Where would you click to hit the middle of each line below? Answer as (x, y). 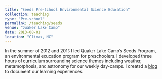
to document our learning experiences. (44, 71)
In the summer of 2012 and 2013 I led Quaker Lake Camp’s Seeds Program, (81, 50)
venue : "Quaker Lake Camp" (33, 28)
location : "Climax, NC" (29, 37)
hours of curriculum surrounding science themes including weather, (73, 61)
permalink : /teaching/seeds (34, 23)
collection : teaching (27, 14)
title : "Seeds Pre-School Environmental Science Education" (68, 10)
